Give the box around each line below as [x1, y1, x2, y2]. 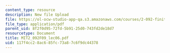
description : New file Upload [5, 12, 69, 17]
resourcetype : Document [5, 31, 56, 36]
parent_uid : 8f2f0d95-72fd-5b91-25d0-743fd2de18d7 [5, 26, 114, 31]
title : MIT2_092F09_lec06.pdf [5, 36, 69, 41]
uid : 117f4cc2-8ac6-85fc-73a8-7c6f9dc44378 [5, 40, 99, 45]
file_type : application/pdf [5, 21, 65, 27]
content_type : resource [5, 7, 56, 13]
